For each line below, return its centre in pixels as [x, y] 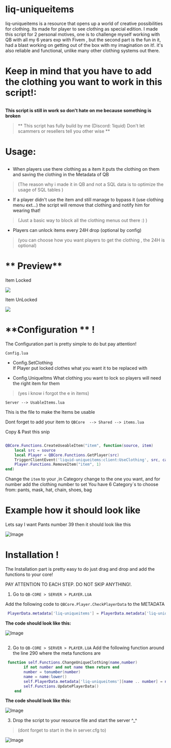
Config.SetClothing [33, 362]
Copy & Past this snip [27, 432]
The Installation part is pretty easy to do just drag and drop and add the [80, 569]
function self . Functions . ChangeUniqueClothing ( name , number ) [73, 663]
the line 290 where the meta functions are [56, 653]
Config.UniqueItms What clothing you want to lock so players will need [87, 378]
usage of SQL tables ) [40, 190]
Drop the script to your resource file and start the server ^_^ [75, 720]
